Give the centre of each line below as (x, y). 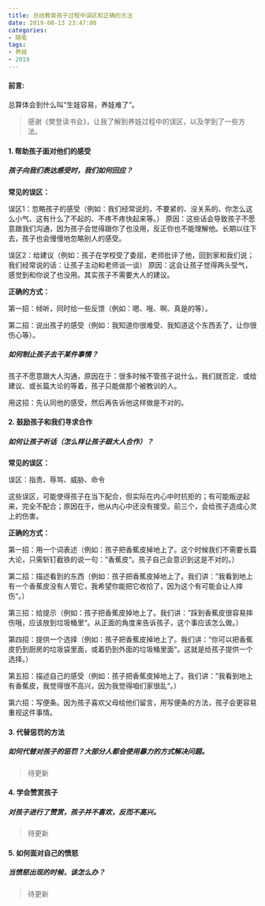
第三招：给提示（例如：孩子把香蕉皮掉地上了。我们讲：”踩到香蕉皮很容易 (127, 613)
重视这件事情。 (32, 713)
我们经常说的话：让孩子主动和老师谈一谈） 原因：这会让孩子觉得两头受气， (130, 264)
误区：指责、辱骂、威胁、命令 (56, 480)
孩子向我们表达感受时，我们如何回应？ (70, 170)
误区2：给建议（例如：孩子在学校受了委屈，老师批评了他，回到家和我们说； (131, 255)
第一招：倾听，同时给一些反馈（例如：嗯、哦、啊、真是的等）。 (110, 308)
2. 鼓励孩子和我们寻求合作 (50, 422)
